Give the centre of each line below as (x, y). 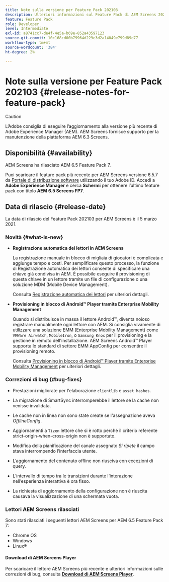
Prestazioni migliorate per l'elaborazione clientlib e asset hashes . (82, 390)
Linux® (20, 546)
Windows (22, 540)
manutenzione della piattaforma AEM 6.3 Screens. (57, 137)
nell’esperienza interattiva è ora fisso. (51, 481)
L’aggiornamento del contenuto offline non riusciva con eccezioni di (83, 461)
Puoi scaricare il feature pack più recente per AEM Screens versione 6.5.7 (82, 175)
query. (19, 466)
